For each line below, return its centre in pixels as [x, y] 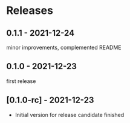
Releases [30, 11]
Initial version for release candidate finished [70, 115]
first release [21, 81]
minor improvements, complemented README [64, 47]
